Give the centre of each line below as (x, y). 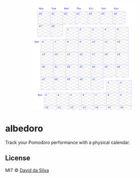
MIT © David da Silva (27, 170)
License (18, 158)
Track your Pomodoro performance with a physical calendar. (67, 142)
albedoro (24, 129)
